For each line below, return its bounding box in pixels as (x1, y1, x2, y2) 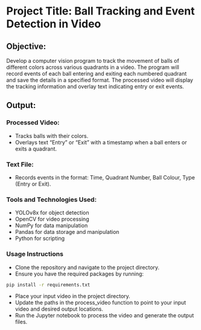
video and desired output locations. (14, 305, 104, 312)
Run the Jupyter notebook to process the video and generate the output (14, 312, 194, 319)
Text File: (6, 160, 34, 169)
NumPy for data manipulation (14, 222, 88, 229)
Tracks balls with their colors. (14, 132, 89, 140)
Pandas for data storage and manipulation (14, 228, 120, 236)
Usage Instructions (6, 250, 63, 258)
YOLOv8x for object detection (14, 209, 89, 216)
